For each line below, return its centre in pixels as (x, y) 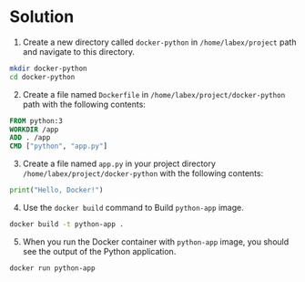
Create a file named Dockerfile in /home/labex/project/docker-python (154, 94)
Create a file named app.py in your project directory (119, 164)
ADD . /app (30, 138)
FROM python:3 (36, 120)
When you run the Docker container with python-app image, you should (156, 241)
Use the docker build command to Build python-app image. (133, 208)
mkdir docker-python (49, 68)
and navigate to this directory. (78, 51)
